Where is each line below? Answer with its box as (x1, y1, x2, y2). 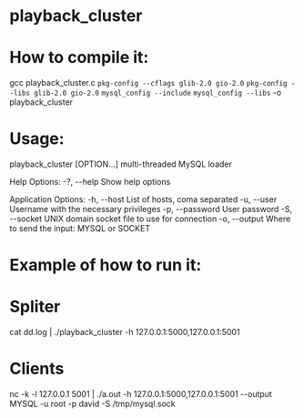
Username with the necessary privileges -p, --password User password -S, (9, 204, 293, 215)
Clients (9, 359, 65, 379)
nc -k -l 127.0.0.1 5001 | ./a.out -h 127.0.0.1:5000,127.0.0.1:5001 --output (9, 389, 273, 400)
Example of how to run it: (9, 255, 202, 276)
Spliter (9, 297, 61, 317)
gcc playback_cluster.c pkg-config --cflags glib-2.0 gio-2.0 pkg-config (9, 77, 288, 88)
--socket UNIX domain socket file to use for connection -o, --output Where (9, 213, 291, 224)
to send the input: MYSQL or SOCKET (9, 223, 151, 234)
